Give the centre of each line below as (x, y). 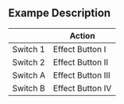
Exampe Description (60, 13)
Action (82, 35)
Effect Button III (82, 75)
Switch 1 (29, 49)
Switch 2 (29, 62)
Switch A (29, 75)
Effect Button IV (82, 88)
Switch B (29, 88)
